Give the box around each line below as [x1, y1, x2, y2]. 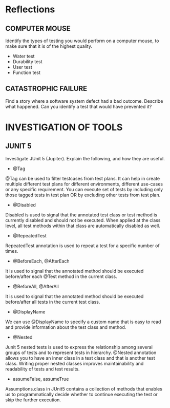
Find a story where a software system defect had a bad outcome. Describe [5, 98, 163, 104]
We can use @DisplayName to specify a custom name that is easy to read [5, 319, 161, 325]
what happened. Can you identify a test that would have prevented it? [5, 103, 152, 109]
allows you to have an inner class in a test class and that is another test [5, 355, 155, 361]
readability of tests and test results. [5, 366, 80, 372]
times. [5, 248, 18, 254]
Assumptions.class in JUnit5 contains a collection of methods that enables [5, 385, 163, 392]
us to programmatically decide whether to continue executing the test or [5, 391, 158, 397]
